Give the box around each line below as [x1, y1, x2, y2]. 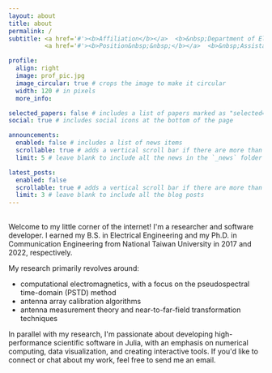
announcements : [8, 131, 60, 139]
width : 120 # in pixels [15, 87, 96, 95]
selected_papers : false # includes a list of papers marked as [8, 109, 227, 118]
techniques [19, 314, 58, 324]
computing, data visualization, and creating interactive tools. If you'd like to [8, 346, 259, 357]
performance [8, 338, 53, 348]
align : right [15, 64, 60, 73]
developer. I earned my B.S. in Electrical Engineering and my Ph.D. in [8, 230, 237, 240]
